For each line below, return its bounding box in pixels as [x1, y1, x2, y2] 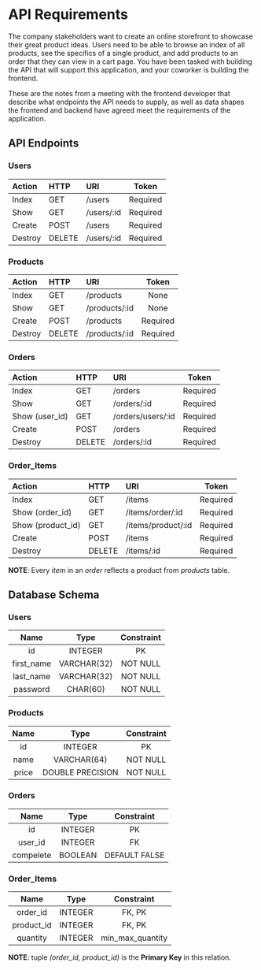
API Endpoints [8, 136, 79, 151]
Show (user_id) [12, 411, 68, 422]
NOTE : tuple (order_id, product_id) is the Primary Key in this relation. [8, 953, 232, 962]
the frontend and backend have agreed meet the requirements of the [8, 105, 231, 115]
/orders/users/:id [112, 411, 175, 422]
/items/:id [125, 545, 161, 556]
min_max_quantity [101, 932, 168, 943]
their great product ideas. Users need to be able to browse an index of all [8, 39, 245, 49]
